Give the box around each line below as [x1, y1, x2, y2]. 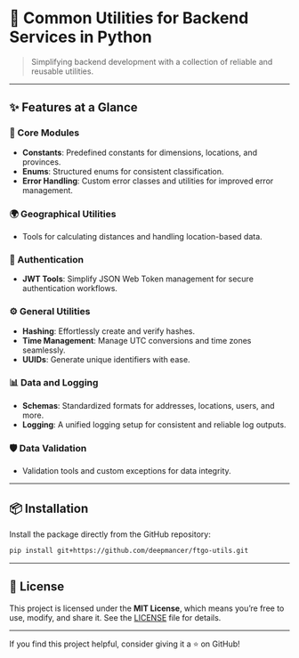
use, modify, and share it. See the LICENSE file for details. [9, 612, 222, 622]
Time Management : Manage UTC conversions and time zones [21, 335, 252, 345]
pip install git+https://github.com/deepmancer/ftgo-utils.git [9, 546, 249, 555]
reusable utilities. [30, 66, 94, 77]
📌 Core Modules [9, 126, 80, 139]
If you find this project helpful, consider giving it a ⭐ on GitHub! [9, 638, 240, 649]
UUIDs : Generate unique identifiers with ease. [21, 353, 190, 364]
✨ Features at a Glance [9, 100, 138, 115]
